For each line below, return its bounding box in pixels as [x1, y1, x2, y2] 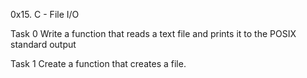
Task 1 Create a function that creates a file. [10, 58, 187, 69]
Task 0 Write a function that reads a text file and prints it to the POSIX [10, 28, 297, 39]
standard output [10, 39, 77, 50]
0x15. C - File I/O [10, 9, 80, 20]
